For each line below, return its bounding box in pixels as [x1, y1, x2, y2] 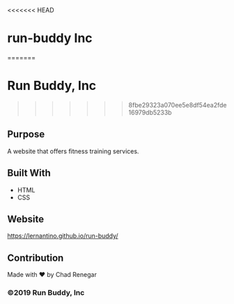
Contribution [7, 252, 64, 264]
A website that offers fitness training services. [7, 146, 139, 155]
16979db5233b [128, 108, 172, 116]
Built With [7, 167, 51, 179]
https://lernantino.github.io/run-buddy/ [7, 231, 118, 240]
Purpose [7, 128, 45, 140]
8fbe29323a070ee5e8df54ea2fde [128, 100, 227, 109]
